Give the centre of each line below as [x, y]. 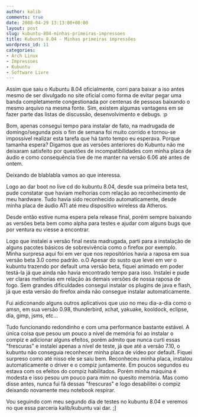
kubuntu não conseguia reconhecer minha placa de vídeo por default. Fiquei [99, 352]
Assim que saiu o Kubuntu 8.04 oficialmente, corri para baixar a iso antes [95, 89]
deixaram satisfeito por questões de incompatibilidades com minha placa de [99, 151]
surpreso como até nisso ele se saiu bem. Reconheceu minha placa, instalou [99, 359]
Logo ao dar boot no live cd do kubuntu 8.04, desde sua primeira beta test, [98, 187]
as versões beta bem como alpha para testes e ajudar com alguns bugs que [98, 224]
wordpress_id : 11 [27, 45]
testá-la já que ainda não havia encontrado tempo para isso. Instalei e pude [98, 273]
